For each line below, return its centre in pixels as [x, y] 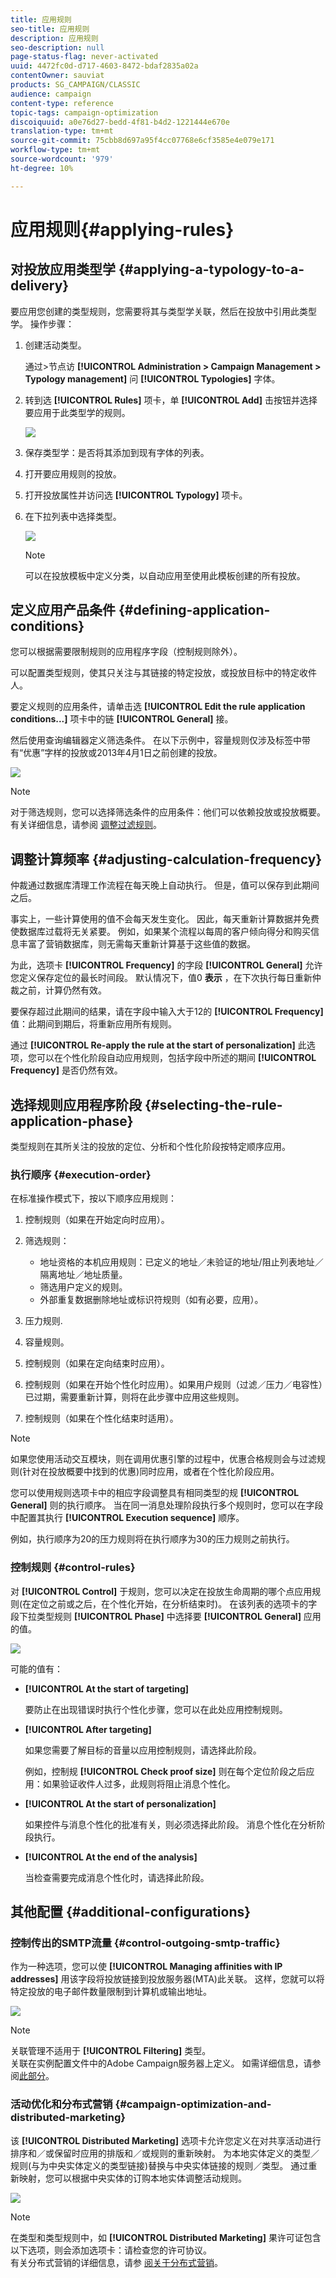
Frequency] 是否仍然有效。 [66, 1070]
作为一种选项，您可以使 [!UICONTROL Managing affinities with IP [146, 1967]
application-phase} [72, 1121]
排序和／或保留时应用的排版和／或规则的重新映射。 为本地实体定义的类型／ [165, 2153]
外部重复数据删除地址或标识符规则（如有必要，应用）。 [151, 1300]
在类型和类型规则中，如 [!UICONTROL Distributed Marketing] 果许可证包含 [166, 2237]
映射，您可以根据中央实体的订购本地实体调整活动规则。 [132, 2178]
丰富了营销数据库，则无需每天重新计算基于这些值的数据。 [137, 944]
